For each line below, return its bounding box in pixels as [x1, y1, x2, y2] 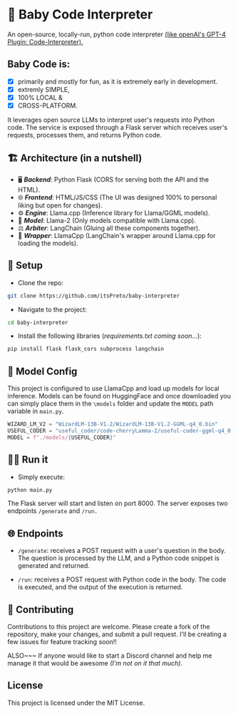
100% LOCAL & [17, 93, 63, 102]
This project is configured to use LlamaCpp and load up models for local [7, 384, 219, 393]
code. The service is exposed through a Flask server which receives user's [7, 123, 228, 131]
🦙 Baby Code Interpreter [7, 6, 153, 23]
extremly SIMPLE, [17, 85, 70, 93]
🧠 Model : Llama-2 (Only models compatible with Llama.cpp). [17, 216, 196, 224]
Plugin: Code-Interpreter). [7, 37, 83, 46]
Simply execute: [17, 472, 66, 481]
